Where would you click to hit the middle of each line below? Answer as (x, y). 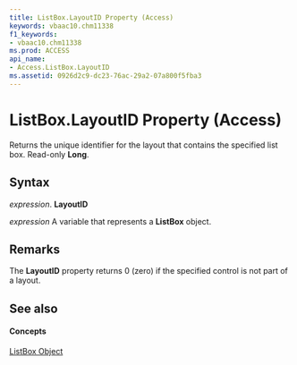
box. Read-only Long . (49, 154)
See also (34, 308)
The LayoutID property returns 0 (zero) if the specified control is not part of (149, 271)
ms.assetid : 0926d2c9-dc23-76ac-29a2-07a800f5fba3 (106, 76)
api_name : (28, 59)
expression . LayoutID (49, 204)
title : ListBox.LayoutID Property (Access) (92, 17)
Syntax (30, 183)
